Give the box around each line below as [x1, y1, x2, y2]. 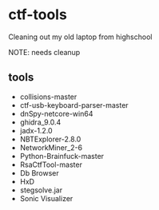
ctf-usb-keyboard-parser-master [19, 100, 129, 109]
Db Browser [19, 168, 60, 177]
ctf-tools [8, 6, 68, 24]
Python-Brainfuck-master [19, 151, 105, 160]
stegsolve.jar [19, 185, 62, 195]
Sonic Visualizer [19, 193, 74, 203]
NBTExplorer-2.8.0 [19, 134, 81, 144]
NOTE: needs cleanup [8, 47, 81, 57]
